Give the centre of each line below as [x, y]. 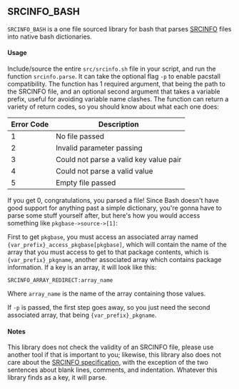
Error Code [30, 124]
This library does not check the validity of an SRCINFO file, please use [111, 347]
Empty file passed [86, 183]
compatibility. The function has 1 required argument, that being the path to [117, 84]
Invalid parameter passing [99, 148]
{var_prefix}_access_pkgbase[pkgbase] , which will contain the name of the [117, 245]
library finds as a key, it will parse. [57, 378]
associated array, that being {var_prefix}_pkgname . [82, 315]
